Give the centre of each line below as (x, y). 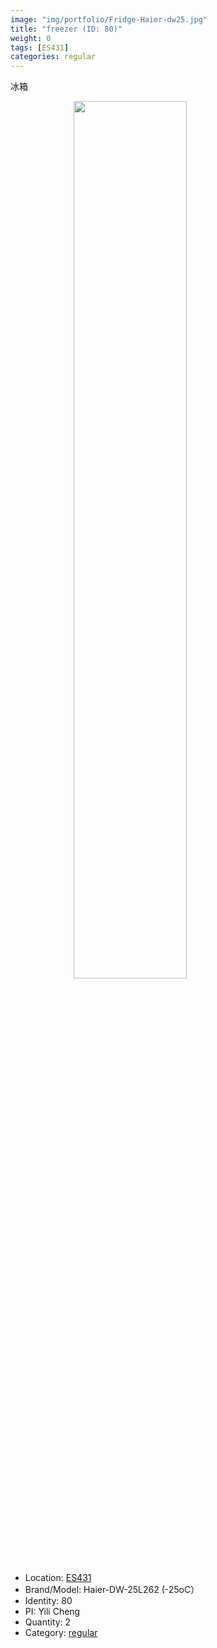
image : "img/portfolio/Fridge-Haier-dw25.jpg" (109, 19)
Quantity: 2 (48, 1622)
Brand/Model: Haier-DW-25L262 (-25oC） (112, 1590)
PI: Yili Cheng (52, 1612)
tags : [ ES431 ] (40, 47)
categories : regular (53, 57)
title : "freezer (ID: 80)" (66, 29)
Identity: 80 (48, 1601)
